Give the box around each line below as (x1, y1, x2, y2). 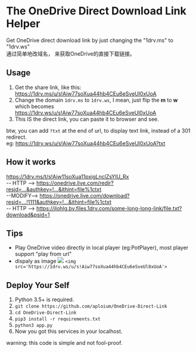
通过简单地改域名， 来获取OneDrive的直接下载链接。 (6, 50, 135, 57)
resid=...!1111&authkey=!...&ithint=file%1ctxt (6, 198, 112, 206)
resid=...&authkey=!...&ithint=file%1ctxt (6, 185, 102, 192)
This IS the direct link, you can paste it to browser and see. (14, 115, 159, 123)
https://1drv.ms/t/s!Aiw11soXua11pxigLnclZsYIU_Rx (6, 173, 129, 180)
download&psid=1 (6, 211, 50, 218)
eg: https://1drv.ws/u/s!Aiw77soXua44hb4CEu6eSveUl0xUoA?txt (6, 139, 166, 147)
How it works (6, 157, 56, 167)
